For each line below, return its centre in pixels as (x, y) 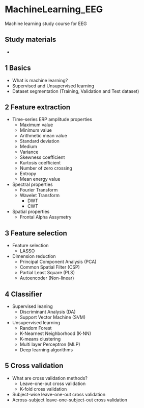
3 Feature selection (36, 233)
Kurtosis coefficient (40, 163)
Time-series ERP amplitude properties (52, 119)
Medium (28, 147)
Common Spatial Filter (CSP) (50, 267)
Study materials (31, 40)
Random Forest (36, 328)
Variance (29, 152)
